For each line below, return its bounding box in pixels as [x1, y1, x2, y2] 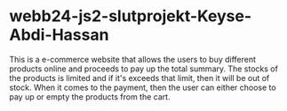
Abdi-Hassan [9, 25, 109, 45]
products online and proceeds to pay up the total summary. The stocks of [9, 63, 278, 74]
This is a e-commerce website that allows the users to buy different [9, 54, 256, 64]
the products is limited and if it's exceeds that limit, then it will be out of [9, 72, 270, 83]
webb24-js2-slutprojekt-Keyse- [9, 6, 252, 26]
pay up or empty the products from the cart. [9, 91, 171, 102]
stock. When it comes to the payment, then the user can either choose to [9, 82, 277, 92]
